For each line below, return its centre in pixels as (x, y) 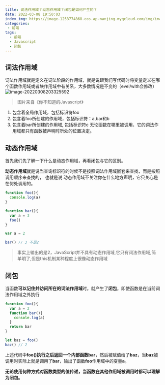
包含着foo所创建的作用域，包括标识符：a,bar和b (61, 119)
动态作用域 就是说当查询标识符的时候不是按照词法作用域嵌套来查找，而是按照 (82, 171)
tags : (11, 32)
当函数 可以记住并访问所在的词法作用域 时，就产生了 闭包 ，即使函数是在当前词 (82, 288)
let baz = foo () (22, 340)
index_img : (16, 19)
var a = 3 (19, 215)
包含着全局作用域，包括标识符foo (46, 112)
